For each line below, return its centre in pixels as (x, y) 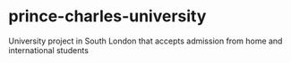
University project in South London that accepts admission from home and (145, 41)
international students (48, 50)
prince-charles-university (107, 16)
